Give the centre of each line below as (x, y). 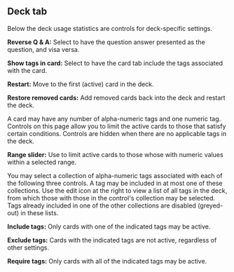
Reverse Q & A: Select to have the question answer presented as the (106, 42)
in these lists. (40, 212)
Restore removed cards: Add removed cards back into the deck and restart (116, 97)
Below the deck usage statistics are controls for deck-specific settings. (110, 28)
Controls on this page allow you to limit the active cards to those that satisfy (117, 126)
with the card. (27, 70)
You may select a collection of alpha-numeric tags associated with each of (115, 175)
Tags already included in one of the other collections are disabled (102, 205)
